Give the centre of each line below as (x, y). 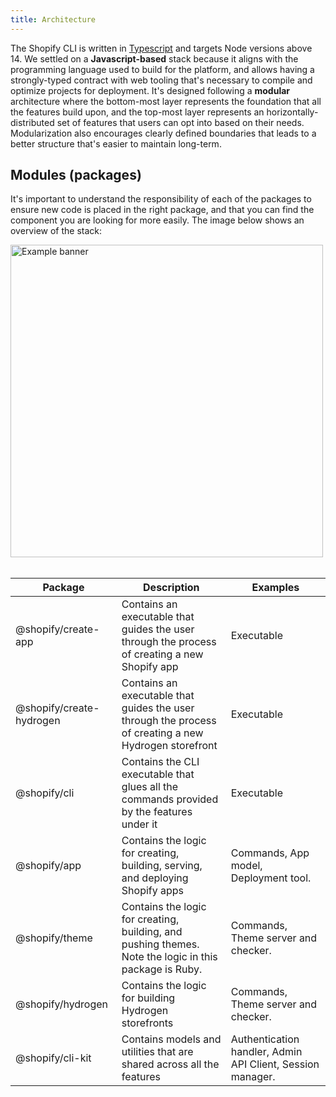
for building (148, 998)
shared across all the (170, 1064)
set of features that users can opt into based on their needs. (180, 122)
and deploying (155, 878)
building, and (152, 932)
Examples (275, 588)
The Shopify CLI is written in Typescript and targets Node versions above (161, 48)
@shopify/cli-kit (53, 1058)
